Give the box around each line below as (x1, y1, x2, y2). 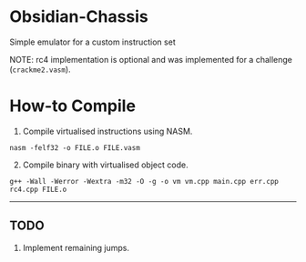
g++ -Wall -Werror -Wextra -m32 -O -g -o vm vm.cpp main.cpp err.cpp (9, 176, 280, 186)
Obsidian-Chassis (9, 6, 148, 27)
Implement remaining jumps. (22, 242, 130, 253)
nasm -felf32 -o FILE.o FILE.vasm (9, 143, 141, 152)
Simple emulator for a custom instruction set (9, 36, 176, 47)
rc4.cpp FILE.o (9, 185, 67, 194)
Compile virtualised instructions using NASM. (22, 126, 193, 136)
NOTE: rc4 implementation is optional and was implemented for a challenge (9, 54, 293, 65)
